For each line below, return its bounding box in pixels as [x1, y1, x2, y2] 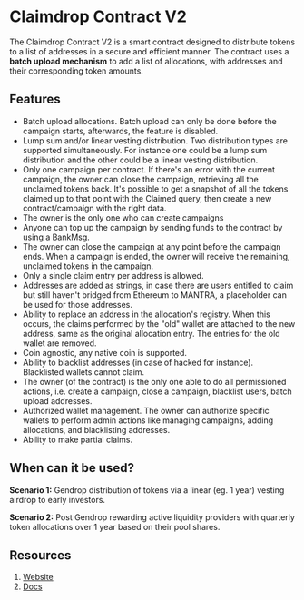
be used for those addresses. [22, 299, 133, 310]
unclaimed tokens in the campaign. [22, 261, 154, 271]
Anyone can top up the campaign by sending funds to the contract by [22, 221, 283, 232]
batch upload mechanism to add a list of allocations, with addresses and [9, 55, 283, 66]
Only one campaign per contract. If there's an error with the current [22, 163, 275, 174]
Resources [9, 547, 72, 563]
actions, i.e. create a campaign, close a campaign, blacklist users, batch [22, 386, 292, 397]
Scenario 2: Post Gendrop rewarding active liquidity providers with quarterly [9, 511, 295, 523]
